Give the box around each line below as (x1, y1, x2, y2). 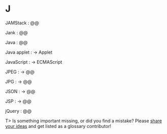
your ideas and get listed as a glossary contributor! (5, 123, 111, 129)
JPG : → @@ (5, 78, 32, 84)
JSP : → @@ (5, 98, 32, 104)
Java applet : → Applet (5, 49, 53, 55)
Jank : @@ (5, 29, 28, 35)
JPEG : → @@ (5, 69, 35, 75)
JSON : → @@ (5, 88, 35, 94)
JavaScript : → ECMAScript (5, 59, 62, 65)
